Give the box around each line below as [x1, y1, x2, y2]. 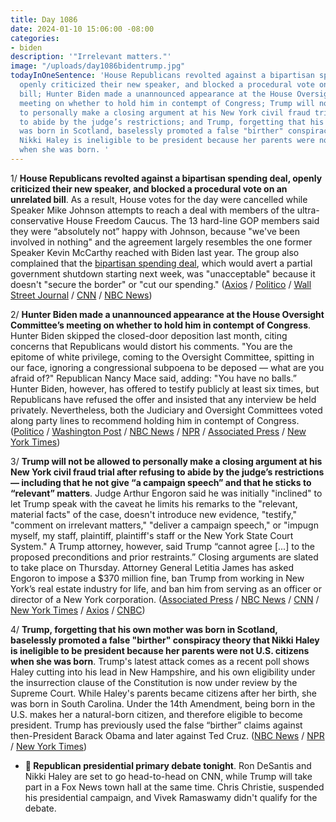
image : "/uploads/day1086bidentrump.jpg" [10, 61, 186, 71]
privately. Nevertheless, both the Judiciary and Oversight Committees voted [10, 404, 323, 416]
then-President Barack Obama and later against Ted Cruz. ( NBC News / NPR [10, 729, 325, 741]
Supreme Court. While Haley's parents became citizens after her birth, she [10, 687, 317, 699]
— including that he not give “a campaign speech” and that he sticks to [10, 476, 312, 488]
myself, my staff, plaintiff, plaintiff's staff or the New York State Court [10, 529, 294, 541]
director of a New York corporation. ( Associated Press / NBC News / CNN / [10, 593, 320, 605]
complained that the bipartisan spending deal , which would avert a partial [10, 257, 313, 269]
